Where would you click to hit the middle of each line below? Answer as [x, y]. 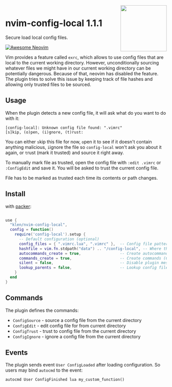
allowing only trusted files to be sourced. [48, 84]
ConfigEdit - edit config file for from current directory [69, 326]
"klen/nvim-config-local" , [39, 225]
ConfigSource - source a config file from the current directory [77, 320]
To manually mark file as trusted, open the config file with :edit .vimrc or [83, 162]
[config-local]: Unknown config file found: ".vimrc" [64, 127]
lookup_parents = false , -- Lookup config [88, 268]
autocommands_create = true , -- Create [80, 253]
